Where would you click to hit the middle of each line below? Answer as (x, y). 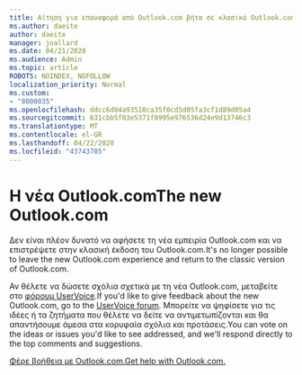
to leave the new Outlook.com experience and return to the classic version (147, 259)
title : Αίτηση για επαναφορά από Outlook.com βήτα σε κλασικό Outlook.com (152, 18)
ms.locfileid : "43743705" (58, 151)
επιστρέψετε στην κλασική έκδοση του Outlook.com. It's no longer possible (149, 249)
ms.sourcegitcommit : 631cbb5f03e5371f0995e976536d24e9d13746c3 (130, 118)
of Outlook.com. (39, 268)
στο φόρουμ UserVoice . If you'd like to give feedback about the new (134, 295)
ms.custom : (30, 93)
